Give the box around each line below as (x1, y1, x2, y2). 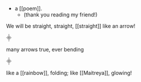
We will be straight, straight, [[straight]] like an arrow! (6, 23, 136, 29)
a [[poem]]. (14, 5, 42, 12)
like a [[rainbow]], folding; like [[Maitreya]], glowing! (6, 70, 132, 76)
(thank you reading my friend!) (23, 11, 98, 18)
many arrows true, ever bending (6, 46, 84, 53)
